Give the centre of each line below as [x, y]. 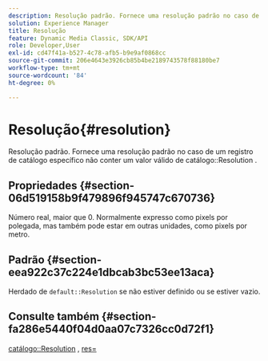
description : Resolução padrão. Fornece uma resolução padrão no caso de [134, 16]
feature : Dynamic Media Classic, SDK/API [78, 38]
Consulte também [54, 316]
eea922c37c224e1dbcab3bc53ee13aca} [112, 272]
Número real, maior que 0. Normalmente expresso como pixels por [118, 217]
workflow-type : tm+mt [44, 68]
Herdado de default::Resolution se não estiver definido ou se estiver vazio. [134, 292]
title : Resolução [37, 30]
